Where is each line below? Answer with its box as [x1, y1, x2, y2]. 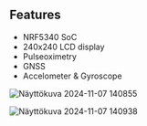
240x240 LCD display [22, 41, 105, 52]
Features [9, 7, 61, 23]
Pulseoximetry [22, 50, 78, 62]
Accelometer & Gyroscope [22, 70, 122, 81]
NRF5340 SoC [22, 31, 78, 42]
